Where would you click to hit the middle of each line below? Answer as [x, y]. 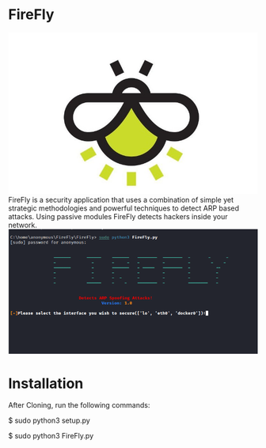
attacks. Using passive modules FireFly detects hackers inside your [118, 216]
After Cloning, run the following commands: [79, 405]
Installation [46, 383]
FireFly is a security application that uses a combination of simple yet [121, 199]
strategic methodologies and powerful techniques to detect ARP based [124, 208]
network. [23, 225]
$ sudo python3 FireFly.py [51, 436]
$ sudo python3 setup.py [49, 420]
